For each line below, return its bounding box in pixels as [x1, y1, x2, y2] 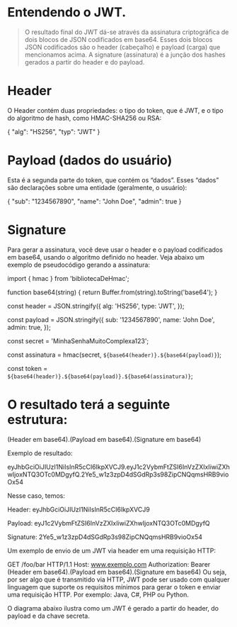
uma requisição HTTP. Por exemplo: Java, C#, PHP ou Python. [7, 590, 189, 599]
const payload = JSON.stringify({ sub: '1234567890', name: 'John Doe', [7, 315, 215, 323]
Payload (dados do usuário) [7, 152, 173, 169]
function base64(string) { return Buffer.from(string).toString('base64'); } [7, 288, 218, 296]
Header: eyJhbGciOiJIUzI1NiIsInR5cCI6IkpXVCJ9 [7, 505, 150, 514]
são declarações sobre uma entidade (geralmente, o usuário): [7, 183, 187, 192]
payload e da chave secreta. [7, 611, 90, 620]
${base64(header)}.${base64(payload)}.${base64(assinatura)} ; [7, 372, 193, 380]
